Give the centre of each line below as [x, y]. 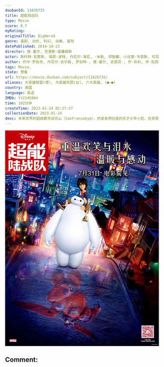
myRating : [15, 31]
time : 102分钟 [19, 103]
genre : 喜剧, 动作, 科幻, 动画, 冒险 [40, 42]
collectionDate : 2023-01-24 [34, 113]
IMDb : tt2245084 [21, 98]
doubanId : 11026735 [25, 10]
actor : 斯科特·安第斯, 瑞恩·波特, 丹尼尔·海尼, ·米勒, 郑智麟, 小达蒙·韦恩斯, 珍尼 [82, 57]
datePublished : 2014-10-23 [32, 46]
